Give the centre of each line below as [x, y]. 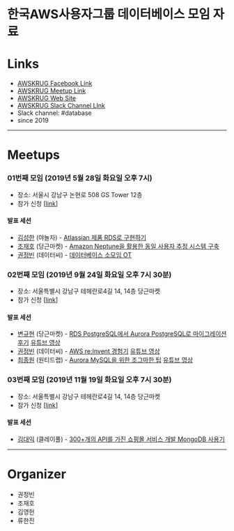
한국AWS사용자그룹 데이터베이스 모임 [109, 14]
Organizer [37, 474]
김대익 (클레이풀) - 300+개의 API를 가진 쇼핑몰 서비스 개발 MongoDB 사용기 [121, 439]
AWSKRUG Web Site [47, 98]
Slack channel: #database [54, 113]
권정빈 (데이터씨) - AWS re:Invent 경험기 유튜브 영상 [88, 351]
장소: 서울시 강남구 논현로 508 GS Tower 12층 [80, 194]
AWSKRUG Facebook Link [55, 84]
